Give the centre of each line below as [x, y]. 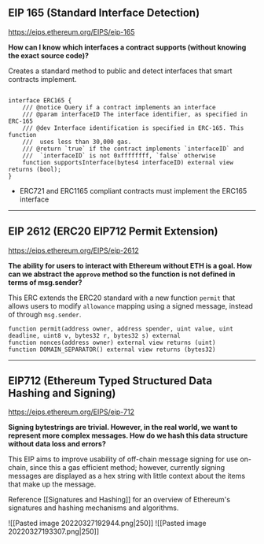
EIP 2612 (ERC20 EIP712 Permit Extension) [113, 231]
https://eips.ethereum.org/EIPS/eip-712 [71, 412]
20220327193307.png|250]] [54, 531]
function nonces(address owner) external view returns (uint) [112, 342]
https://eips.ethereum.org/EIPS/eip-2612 [73, 250]
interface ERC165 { [40, 100]
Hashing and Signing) [62, 393]
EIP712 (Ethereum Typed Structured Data [110, 381]
